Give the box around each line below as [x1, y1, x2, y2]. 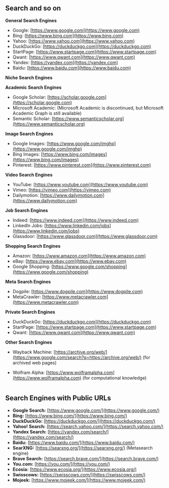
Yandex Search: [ [12, 428, 49, 435]
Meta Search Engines [5, 279, 51, 285]
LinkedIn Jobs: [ [12, 222, 46, 229]
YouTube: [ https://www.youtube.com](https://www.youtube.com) [12, 181, 148, 187]
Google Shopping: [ [12, 263, 53, 269]
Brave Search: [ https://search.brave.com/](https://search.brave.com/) [12, 455, 159, 461]
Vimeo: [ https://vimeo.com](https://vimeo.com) [12, 187, 111, 193]
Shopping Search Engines [5, 243, 61, 249]
